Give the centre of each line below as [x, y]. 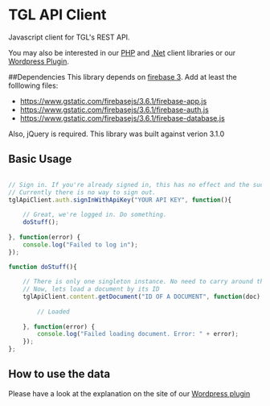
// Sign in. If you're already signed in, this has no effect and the [129, 184]
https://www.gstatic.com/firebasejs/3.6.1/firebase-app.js [113, 101]
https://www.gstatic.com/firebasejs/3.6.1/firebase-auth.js [114, 110]
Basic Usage [40, 159]
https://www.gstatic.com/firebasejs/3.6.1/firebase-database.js [122, 118]
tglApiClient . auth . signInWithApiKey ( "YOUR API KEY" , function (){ [120, 200]
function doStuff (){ [43, 267]
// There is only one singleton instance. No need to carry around [138, 282]
